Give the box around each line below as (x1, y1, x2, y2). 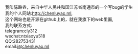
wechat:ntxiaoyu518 (5, 33, 46, 39)
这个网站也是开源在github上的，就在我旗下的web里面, (5, 17, 114, 22)
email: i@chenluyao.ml (5, 43, 50, 49)
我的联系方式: (5, 22, 33, 28)
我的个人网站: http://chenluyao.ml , (5, 10, 73, 16)
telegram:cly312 (5, 28, 38, 34)
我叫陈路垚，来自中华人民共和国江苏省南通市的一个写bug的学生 (5, 4, 133, 10)
